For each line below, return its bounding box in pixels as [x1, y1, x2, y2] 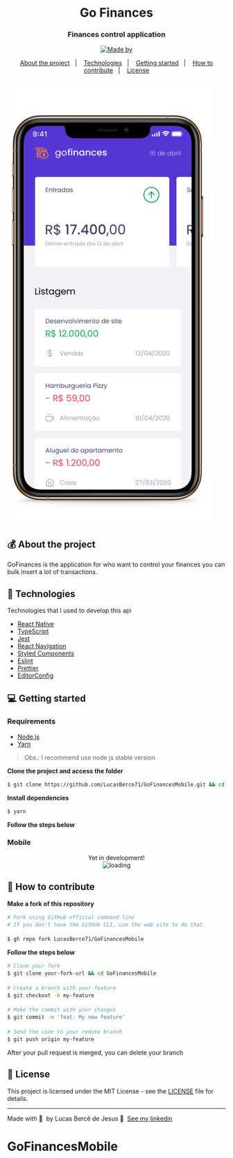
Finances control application [67, 30, 166, 40]
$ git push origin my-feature [7, 1036, 95, 1043]
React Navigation [17, 642, 67, 651]
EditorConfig [17, 671, 54, 680]
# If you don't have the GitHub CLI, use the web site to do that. [7, 921, 207, 928]
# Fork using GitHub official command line [7, 914, 135, 921]
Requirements [7, 716, 56, 726]
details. [7, 1094, 28, 1102]
